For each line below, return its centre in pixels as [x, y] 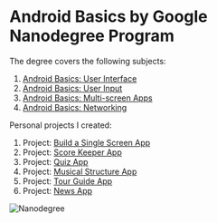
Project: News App [57, 190]
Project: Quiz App [55, 161]
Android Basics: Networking [75, 107]
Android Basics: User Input [72, 88]
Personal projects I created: [61, 125]
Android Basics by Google [108, 17]
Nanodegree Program [92, 36]
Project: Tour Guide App [67, 181]
